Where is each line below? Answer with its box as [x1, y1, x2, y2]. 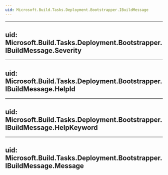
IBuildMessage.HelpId [5, 85, 76, 93]
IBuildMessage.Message [5, 161, 84, 170]
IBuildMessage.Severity [5, 46, 81, 55]
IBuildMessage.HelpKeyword [5, 123, 98, 132]
